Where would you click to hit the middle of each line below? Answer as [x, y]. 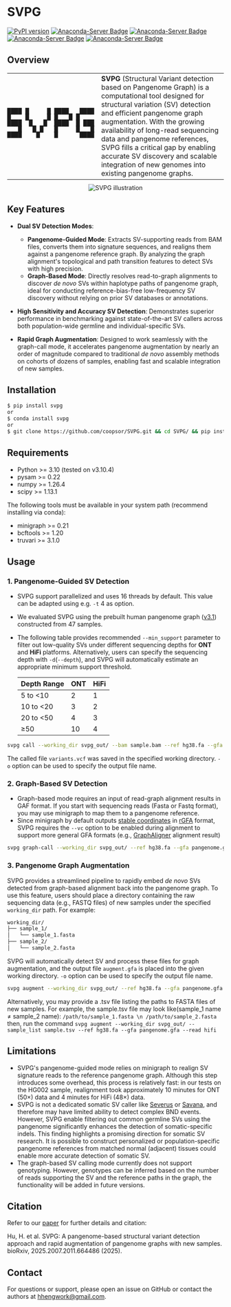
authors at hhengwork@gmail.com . [57, 1297]
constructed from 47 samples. [60, 625]
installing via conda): [36, 512]
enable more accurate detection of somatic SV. [84, 1156]
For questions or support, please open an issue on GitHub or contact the [110, 1289]
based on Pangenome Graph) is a [155, 87]
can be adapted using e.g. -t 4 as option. [76, 604]
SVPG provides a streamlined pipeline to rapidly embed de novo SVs [104, 880]
